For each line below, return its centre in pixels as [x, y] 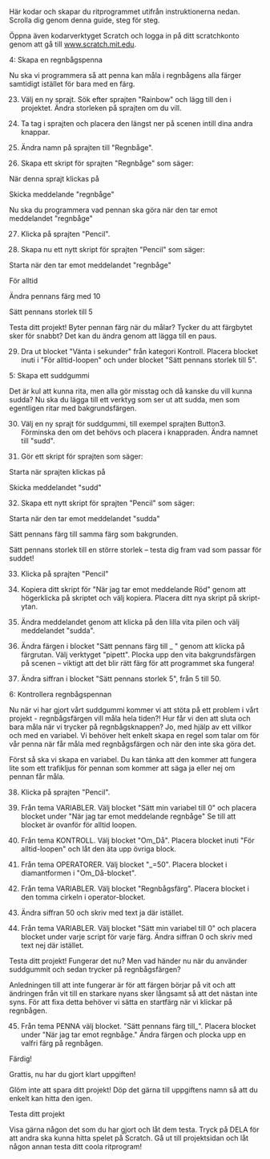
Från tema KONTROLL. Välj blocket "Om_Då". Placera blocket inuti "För [137, 840]
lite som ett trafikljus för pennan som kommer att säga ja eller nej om [122, 768]
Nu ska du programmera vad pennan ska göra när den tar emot [113, 210]
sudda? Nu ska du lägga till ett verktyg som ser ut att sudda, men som [125, 400]
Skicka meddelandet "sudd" [55, 488]
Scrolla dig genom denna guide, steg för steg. [85, 20]
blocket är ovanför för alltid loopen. [79, 825]
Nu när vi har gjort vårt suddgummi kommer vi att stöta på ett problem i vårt [134, 710]
